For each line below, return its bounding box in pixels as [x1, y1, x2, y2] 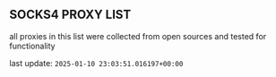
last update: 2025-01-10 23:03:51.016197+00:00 [9, 57, 184, 68]
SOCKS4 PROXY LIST [9, 7, 132, 22]
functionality [9, 40, 56, 51]
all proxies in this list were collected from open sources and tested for [9, 30, 267, 41]
